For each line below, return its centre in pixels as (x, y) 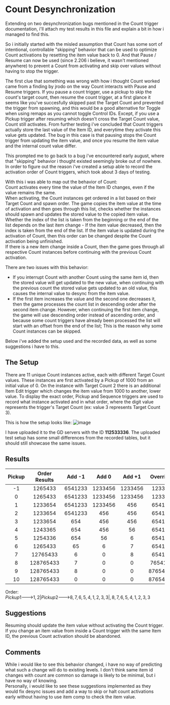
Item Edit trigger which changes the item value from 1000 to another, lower (83, 391)
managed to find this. (27, 34)
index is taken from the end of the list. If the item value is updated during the (85, 230)
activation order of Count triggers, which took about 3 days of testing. (78, 172)
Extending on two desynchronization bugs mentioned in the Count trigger (82, 23)
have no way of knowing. (31, 681)
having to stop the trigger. (32, 71)
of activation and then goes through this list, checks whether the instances (83, 209)
